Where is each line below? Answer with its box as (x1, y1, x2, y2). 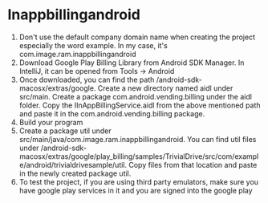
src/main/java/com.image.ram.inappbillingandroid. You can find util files (18, 134, 257, 144)
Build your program (18, 117, 83, 127)
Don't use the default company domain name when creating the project (18, 32, 256, 42)
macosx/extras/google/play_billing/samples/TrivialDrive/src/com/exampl (18, 151, 259, 161)
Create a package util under (18, 126, 112, 136)
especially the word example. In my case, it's (18, 40, 168, 50)
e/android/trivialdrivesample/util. (18, 160, 128, 169)
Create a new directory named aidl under (97, 83, 233, 93)
